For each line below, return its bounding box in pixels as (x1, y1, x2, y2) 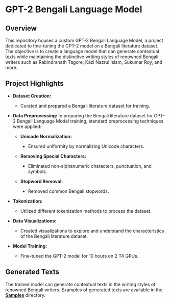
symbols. (28, 168, 47, 174)
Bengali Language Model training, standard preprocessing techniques (17, 118, 164, 124)
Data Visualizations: (12, 218, 57, 224)
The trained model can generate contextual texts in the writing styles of (5, 281, 156, 287)
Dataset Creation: (12, 93, 52, 99)
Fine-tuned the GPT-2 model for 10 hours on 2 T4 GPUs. (20, 252, 139, 259)
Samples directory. (5, 292, 46, 298)
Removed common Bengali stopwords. (28, 188, 109, 194)
